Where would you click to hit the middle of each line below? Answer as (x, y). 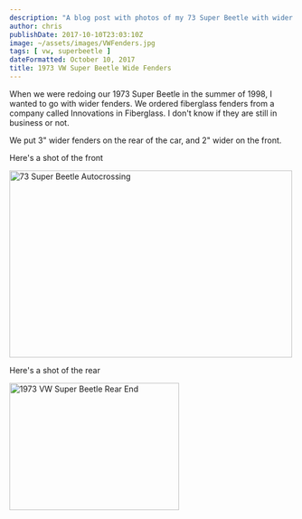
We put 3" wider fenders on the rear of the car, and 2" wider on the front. (146, 140)
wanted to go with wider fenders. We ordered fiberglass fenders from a (142, 103)
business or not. (39, 122)
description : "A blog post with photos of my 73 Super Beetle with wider (151, 18)
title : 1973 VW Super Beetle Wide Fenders (90, 69)
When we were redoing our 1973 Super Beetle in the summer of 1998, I (141, 94)
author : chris (36, 26)
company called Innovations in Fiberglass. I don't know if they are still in (143, 113)
